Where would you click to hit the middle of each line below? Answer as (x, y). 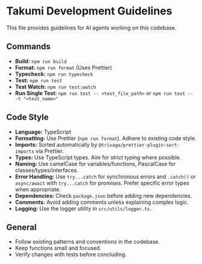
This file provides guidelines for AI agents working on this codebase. (91, 28)
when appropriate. (38, 189)
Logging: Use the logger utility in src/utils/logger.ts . (83, 208)
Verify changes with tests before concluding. (71, 254)
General (22, 227)
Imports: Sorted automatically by (56, 144)
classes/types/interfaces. (46, 170)
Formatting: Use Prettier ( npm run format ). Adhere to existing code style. (106, 138)
